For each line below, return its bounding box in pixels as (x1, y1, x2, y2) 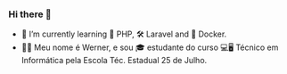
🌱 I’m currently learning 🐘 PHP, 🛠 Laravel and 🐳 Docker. (20, 29, 227, 39)
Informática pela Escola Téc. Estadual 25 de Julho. (20, 55, 208, 66)
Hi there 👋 (8, 8, 53, 21)
